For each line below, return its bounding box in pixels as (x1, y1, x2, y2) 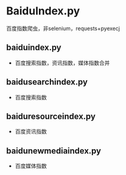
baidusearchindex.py (6, 77, 88, 87)
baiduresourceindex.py (6, 111, 96, 121)
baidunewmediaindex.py (6, 146, 101, 156)
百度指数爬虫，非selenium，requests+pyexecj (6, 25, 120, 32)
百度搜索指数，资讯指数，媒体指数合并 (14, 59, 110, 67)
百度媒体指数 (14, 162, 47, 170)
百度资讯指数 (14, 128, 47, 135)
